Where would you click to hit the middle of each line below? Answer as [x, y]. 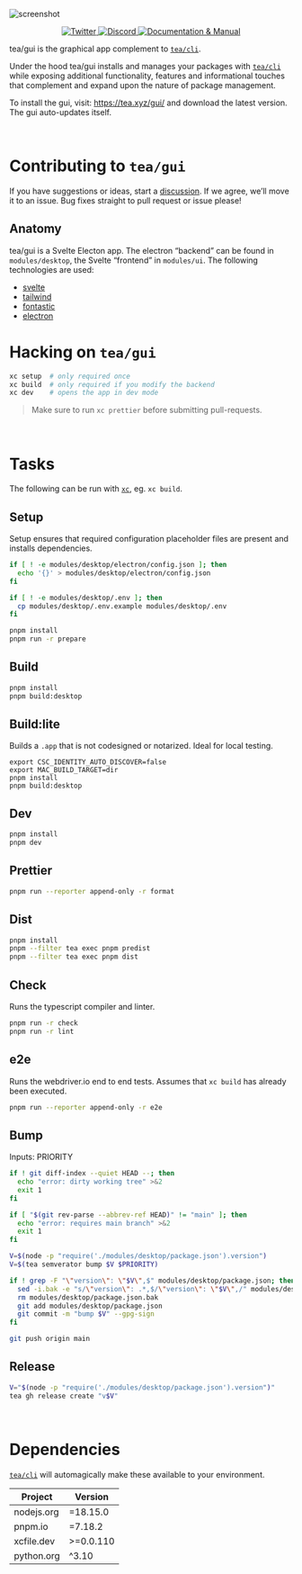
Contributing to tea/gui [98, 166]
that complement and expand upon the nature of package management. [142, 85]
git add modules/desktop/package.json [90, 1306]
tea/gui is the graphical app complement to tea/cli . [105, 49]
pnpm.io [31, 1526]
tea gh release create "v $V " [64, 1396]
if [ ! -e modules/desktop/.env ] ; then [86, 598]
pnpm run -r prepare [48, 639]
